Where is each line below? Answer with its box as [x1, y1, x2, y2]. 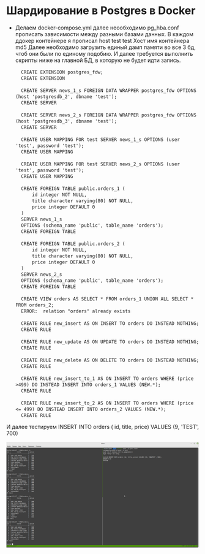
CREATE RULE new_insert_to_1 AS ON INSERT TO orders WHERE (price [21, 375, 194, 382]
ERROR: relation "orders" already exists [21, 308, 131, 314]
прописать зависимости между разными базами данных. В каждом [15, 30, 194, 37]
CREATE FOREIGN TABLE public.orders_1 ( [21, 185, 125, 192]
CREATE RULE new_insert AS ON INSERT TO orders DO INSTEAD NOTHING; [21, 320, 199, 327]
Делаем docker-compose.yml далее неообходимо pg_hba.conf [15, 24, 179, 31]
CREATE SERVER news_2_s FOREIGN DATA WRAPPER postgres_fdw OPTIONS [21, 112, 197, 118]
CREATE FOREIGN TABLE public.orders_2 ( [21, 240, 125, 247]
